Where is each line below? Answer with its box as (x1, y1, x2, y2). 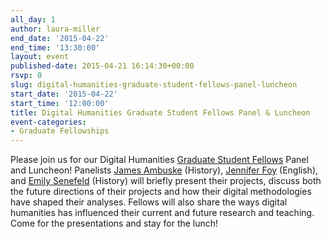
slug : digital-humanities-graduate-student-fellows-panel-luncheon (10, 80, 298, 90)
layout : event (10, 52, 70, 62)
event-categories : (10, 117, 87, 127)
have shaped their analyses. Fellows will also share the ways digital (10, 196, 288, 208)
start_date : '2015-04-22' (10, 89, 118, 99)
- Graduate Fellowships (10, 126, 110, 136)
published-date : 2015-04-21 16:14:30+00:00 (10, 61, 195, 71)
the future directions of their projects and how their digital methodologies (10, 186, 312, 198)
